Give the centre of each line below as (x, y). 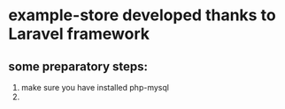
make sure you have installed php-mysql (95, 87)
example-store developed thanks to (142, 15)
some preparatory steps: (78, 66)
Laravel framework (79, 34)
